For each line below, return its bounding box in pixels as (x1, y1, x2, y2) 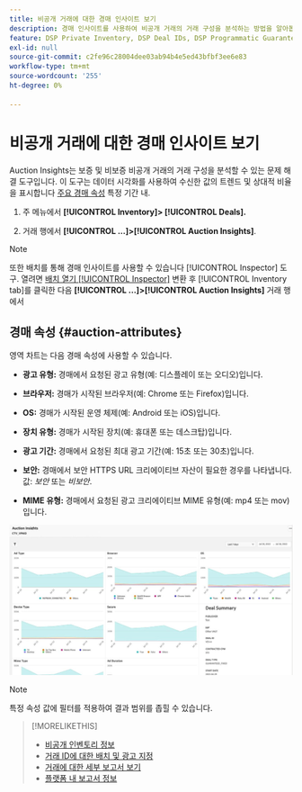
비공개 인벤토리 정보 (44, 739, 115, 750)
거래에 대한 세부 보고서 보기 (44, 761, 141, 772)
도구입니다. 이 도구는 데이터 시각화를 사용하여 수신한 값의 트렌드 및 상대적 (18, 175, 276, 186)
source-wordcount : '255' (9, 72, 102, 81)
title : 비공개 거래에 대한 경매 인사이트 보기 (9, 14, 156, 23)
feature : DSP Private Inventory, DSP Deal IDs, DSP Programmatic (9, 33, 259, 42)
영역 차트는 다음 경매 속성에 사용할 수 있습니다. (9, 350, 173, 361)
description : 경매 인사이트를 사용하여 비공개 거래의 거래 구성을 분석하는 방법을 (9, 23, 272, 33)
